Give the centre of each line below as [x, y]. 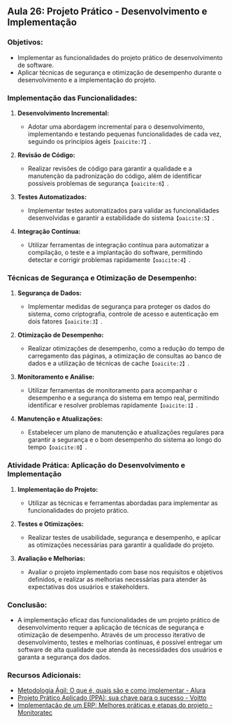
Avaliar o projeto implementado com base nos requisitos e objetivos [125, 571]
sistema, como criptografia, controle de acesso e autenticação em [123, 314]
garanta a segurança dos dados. [64, 657]
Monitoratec [35, 713]
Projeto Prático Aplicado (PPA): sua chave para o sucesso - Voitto [112, 698]
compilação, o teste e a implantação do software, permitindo [115, 252]
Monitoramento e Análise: [56, 377]
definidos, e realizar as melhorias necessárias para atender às [117, 579]
